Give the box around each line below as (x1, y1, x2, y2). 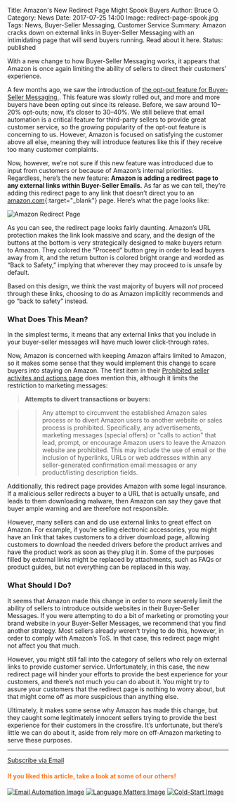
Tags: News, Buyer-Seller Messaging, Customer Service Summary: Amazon (7, 21, 227, 29)
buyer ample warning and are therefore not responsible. (7, 504, 169, 513)
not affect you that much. (7, 641, 81, 650)
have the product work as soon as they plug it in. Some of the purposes (7, 548, 214, 556)
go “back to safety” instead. (7, 297, 88, 305)
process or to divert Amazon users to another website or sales (41, 416, 223, 425)
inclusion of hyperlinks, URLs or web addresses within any (41, 454, 211, 462)
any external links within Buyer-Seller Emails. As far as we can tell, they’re (7, 181, 226, 189)
